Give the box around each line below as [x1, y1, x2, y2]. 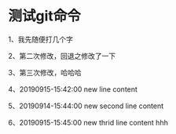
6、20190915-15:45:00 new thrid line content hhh [8, 118, 169, 127]
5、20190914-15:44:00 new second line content [8, 101, 164, 110]
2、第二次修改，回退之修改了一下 [8, 51, 116, 60]
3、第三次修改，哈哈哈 [8, 67, 82, 77]
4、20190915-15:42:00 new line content [8, 84, 137, 94]
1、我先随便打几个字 [8, 34, 73, 44]
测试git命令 [8, 7, 81, 25]
